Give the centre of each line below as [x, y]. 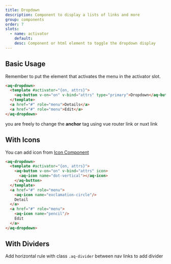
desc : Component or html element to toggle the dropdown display [85, 43]
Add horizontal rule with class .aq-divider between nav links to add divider [84, 256]
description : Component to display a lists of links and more [73, 15]
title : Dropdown [22, 10]
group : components [25, 19]
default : [24, 39]
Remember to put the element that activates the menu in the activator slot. [83, 76]
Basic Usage [25, 64]
